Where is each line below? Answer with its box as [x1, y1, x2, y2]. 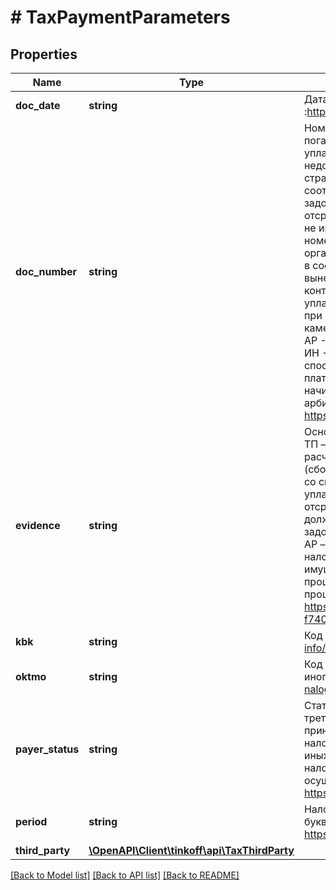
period [15, 815, 48, 828]
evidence [15, 519, 61, 532]
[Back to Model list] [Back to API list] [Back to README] [10, 869, 240, 881]
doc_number [15, 265, 78, 278]
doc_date [15, 99, 61, 112]
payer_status [15, 742, 80, 756]
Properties [10, 46, 78, 63]
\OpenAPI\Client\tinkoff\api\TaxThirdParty [88, 844, 295, 857]
